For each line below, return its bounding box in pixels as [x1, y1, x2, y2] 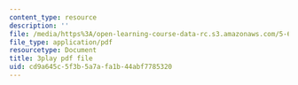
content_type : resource [9, 12, 98, 22]
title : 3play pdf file [9, 54, 93, 63]
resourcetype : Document [9, 46, 98, 55]
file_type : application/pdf [9, 37, 114, 47]
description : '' [9, 21, 69, 30]
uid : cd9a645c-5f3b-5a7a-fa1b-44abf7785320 [9, 63, 173, 72]
